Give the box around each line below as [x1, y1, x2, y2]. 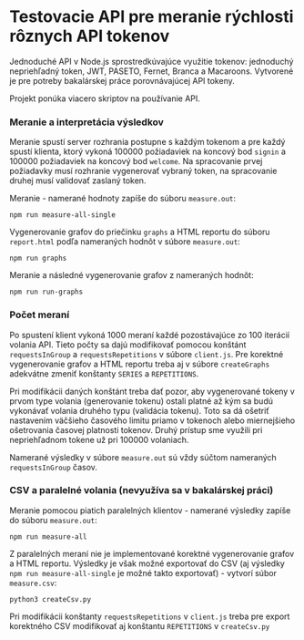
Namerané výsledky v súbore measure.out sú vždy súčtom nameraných [9, 451, 278, 462]
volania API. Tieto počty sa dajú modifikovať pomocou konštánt [9, 339, 247, 350]
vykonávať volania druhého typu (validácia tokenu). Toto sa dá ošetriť [9, 405, 270, 416]
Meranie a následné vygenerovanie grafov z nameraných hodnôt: [9, 270, 254, 281]
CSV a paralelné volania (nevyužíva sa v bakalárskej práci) [9, 484, 274, 497]
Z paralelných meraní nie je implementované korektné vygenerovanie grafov [9, 548, 295, 559]
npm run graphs [9, 253, 67, 263]
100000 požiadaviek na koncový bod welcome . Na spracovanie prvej [9, 156, 263, 167]
